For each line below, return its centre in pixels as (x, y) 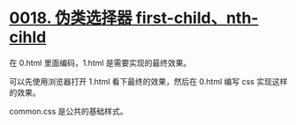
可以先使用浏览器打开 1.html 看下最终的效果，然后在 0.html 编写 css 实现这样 (148, 81)
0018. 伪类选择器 (71, 18)
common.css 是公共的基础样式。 (68, 111)
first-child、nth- (197, 18)
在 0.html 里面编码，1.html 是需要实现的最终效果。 (100, 62)
